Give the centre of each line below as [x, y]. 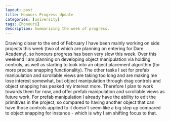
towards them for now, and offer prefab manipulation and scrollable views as [85, 92]
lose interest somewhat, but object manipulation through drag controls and [83, 81]
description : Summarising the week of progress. [57, 29]
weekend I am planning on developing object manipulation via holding [78, 59]
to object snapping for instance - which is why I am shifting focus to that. [81, 113]
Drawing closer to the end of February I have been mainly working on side [82, 43]
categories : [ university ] [32, 19]
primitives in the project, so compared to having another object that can [80, 102]
